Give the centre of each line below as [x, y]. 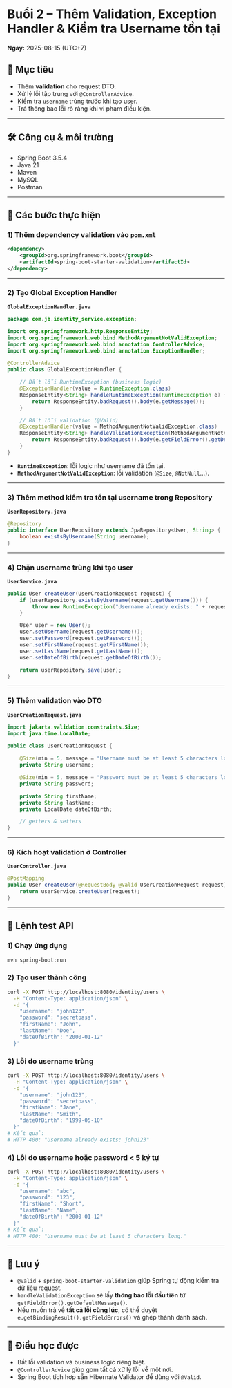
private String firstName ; [58, 796]
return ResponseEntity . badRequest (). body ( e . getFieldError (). [122, 440]
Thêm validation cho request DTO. [66, 86]
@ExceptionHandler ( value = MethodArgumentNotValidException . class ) [118, 427]
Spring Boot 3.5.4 [42, 158]
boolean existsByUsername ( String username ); [85, 536]
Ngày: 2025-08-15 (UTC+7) [47, 48]
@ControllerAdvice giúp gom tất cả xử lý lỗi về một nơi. [95, 1370]
